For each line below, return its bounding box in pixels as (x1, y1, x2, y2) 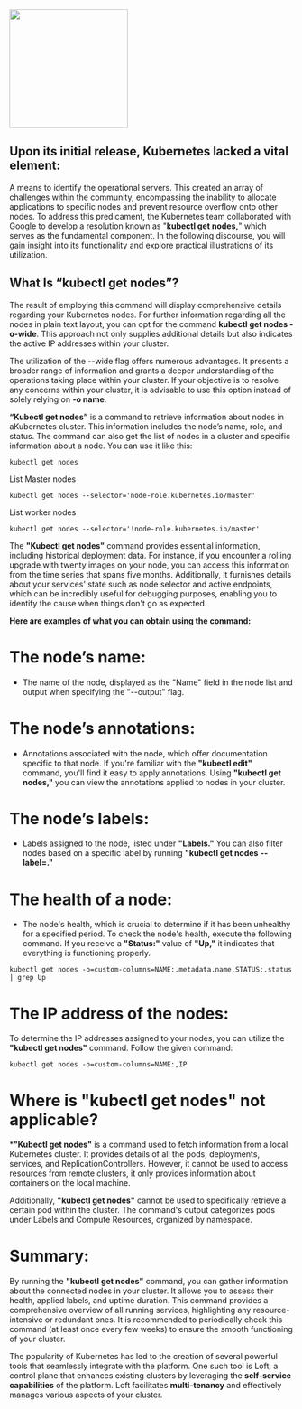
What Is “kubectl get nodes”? (9, 276, 179, 291)
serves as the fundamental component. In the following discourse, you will (9, 230, 286, 240)
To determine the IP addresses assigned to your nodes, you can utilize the (9, 1033, 285, 1044)
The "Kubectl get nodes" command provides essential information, (9, 540, 261, 550)
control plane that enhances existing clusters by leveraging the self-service (9, 1370, 291, 1381)
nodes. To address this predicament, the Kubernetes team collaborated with (9, 211, 292, 221)
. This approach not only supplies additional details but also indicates (36, 328, 293, 339)
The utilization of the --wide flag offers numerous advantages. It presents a (9, 355, 289, 366)
